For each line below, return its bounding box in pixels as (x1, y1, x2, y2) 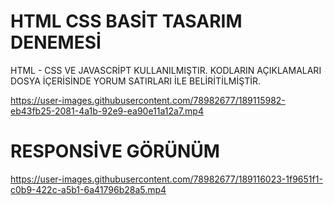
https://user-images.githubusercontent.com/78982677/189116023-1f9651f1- (10, 173, 323, 185)
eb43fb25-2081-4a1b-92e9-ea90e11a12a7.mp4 (10, 105, 204, 117)
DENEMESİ (10, 31, 102, 54)
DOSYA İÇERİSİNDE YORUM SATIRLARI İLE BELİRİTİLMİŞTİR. (10, 75, 261, 87)
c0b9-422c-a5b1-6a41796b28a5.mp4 (10, 183, 167, 195)
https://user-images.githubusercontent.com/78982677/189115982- (10, 94, 286, 106)
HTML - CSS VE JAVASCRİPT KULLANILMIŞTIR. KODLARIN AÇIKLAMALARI (10, 64, 322, 76)
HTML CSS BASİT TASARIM (10, 10, 243, 33)
